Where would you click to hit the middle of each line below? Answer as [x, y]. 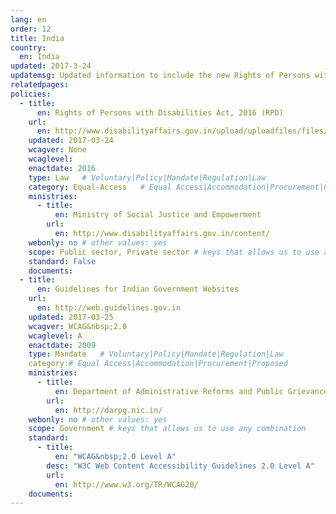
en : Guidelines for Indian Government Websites [138, 289]
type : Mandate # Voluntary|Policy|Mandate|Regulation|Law [156, 354]
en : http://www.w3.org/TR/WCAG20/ [126, 484]
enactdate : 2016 [62, 168]
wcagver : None [57, 150]
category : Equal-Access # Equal [100, 187]
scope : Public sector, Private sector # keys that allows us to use [174, 252]
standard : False [62, 261]
